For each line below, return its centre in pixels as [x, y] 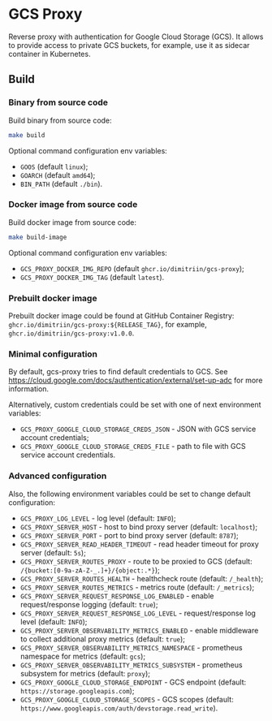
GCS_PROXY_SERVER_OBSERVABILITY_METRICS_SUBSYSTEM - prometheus [131, 665]
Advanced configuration [58, 476]
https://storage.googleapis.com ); [77, 690]
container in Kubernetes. [50, 54]
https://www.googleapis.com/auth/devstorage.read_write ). [119, 708]
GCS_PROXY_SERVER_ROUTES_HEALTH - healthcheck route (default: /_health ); [142, 578]
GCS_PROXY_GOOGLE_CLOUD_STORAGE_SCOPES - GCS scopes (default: [127, 699]
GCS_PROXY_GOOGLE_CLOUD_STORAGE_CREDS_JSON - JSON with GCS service [138, 429]
